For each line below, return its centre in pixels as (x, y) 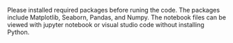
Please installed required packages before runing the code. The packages (114, 10)
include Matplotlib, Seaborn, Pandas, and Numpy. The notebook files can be (117, 17)
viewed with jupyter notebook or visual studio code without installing (106, 25)
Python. (18, 32)
